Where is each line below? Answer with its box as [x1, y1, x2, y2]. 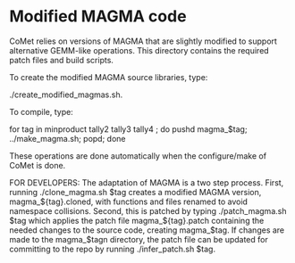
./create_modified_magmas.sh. [9, 89, 123, 100]
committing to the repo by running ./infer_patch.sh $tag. [9, 243, 216, 254]
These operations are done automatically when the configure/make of [9, 150, 266, 161]
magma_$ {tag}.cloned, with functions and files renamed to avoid [9, 196, 249, 207]
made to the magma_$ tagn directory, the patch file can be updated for [9, 234, 268, 244]
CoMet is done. [9, 160, 66, 170]
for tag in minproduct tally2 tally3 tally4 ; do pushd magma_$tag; [9, 123, 248, 135]
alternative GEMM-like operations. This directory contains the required [9, 45, 270, 55]
